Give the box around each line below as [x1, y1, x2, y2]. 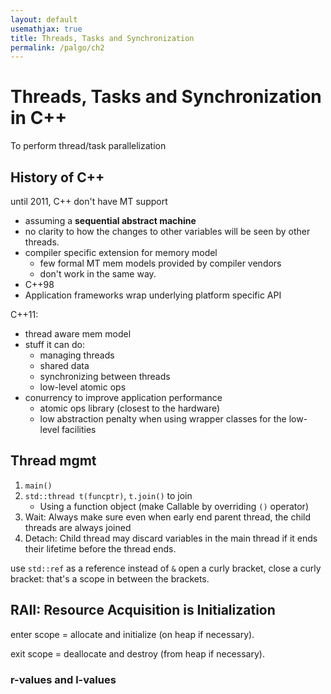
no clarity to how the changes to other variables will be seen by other [24, 226, 311, 237]
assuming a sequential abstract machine [24, 215, 197, 226]
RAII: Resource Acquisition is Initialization [10, 602, 276, 619]
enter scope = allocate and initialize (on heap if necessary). [10, 628, 255, 640]
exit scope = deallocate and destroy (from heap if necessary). [10, 647, 265, 660]
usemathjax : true [10, 24, 83, 34]
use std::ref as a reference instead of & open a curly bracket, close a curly [10, 562, 322, 574]
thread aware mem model [24, 328, 132, 340]
